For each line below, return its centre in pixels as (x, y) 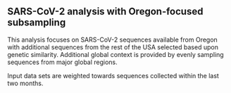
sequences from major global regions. (62, 62)
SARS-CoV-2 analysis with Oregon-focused (105, 12)
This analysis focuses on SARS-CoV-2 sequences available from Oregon (113, 39)
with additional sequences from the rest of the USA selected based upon (113, 47)
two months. (25, 83)
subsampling (37, 23)
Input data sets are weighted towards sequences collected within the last (113, 75)
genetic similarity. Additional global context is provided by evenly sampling (115, 54)
